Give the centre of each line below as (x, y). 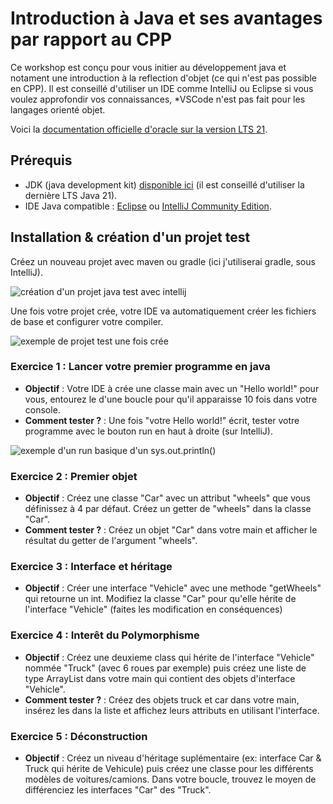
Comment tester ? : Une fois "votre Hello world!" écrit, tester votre (162, 420)
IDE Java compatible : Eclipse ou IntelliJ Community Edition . (148, 206)
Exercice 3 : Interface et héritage (91, 567)
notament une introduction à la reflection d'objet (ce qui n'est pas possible (163, 78)
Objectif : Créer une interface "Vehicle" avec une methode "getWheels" (173, 588)
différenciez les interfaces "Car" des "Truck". (118, 790)
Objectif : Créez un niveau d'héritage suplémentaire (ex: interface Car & (173, 758)
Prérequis (41, 160)
